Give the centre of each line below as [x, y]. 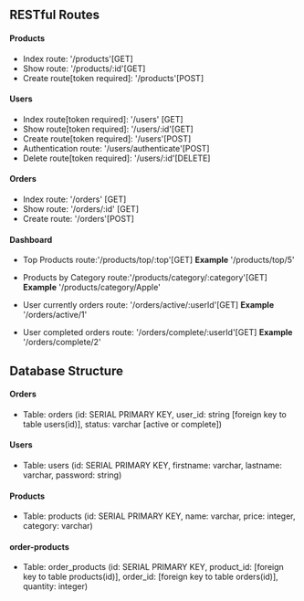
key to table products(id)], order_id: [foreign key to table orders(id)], [150, 577]
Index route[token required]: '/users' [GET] [103, 119]
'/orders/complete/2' [62, 343]
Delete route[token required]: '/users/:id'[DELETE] [116, 158]
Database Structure [66, 370]
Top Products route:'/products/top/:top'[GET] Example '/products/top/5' [158, 260]
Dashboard [31, 239]
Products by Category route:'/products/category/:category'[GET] [145, 278]
